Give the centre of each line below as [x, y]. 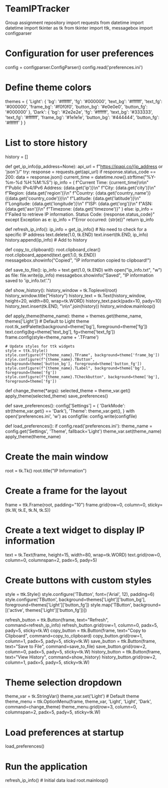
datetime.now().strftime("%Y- [125, 177]
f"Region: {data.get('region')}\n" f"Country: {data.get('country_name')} [78, 193]
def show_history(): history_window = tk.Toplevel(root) [61, 290]
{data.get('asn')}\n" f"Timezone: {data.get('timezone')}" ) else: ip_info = [79, 209]
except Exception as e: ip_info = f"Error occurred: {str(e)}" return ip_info [79, 219]
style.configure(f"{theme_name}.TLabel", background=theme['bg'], [76, 368]
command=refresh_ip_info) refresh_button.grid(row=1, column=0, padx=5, [82, 625]
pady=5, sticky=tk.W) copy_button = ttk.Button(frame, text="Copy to [76, 630]
